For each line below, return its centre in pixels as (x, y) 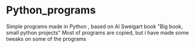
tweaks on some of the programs (46, 39)
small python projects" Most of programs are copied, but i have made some (97, 32)
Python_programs (51, 10)
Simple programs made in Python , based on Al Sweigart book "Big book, (95, 26)
